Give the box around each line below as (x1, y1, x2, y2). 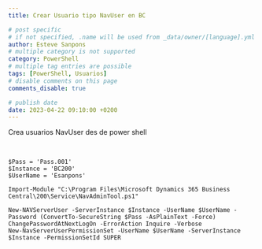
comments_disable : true (8, 84, 87, 92)
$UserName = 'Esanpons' (8, 172, 87, 180)
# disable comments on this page (8, 76, 118, 85)
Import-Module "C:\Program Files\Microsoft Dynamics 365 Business (8, 186, 231, 194)
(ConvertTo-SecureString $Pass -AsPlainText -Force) (39, 214, 216, 221)
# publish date (8, 98, 58, 106)
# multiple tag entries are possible (8, 62, 132, 71)
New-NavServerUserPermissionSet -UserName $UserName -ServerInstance (8, 227, 242, 235)
